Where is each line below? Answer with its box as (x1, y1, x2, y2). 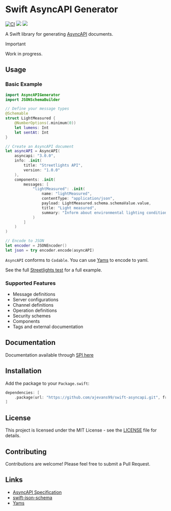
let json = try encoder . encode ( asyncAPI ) (5, 248, 95, 253)
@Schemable (5, 111, 28, 116)
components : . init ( (14, 177, 56, 182)
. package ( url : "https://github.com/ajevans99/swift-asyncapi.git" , (14, 395, 160, 400)
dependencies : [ (5, 390, 40, 395)
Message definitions (12, 291, 55, 298)
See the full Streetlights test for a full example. (5, 266, 102, 273)
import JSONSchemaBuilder (5, 97, 60, 102)
